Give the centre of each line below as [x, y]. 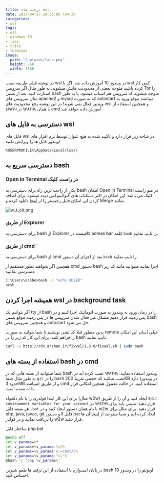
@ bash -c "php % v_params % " [33, 460]
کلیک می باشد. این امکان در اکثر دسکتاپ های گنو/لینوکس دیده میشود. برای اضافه [79, 195]
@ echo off [16, 438]
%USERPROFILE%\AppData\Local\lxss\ [42, 150]
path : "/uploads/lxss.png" [37, 60]
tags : [11, 28]
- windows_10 [19, 37]
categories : [18, 19]
